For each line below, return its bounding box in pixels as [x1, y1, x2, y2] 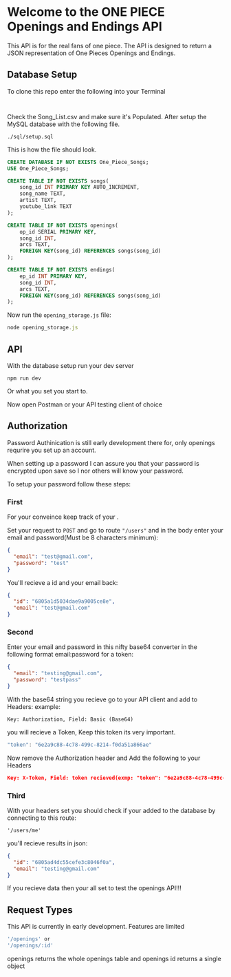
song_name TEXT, [19, 190, 67, 197]
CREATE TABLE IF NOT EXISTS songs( [7, 177, 109, 185]
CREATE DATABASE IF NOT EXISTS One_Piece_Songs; [7, 158, 149, 165]
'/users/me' [7, 827, 41, 834]
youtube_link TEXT [19, 203, 72, 210]
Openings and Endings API [7, 19, 163, 34]
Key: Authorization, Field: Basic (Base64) [7, 716, 134, 723]
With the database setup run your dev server [7, 361, 134, 369]
